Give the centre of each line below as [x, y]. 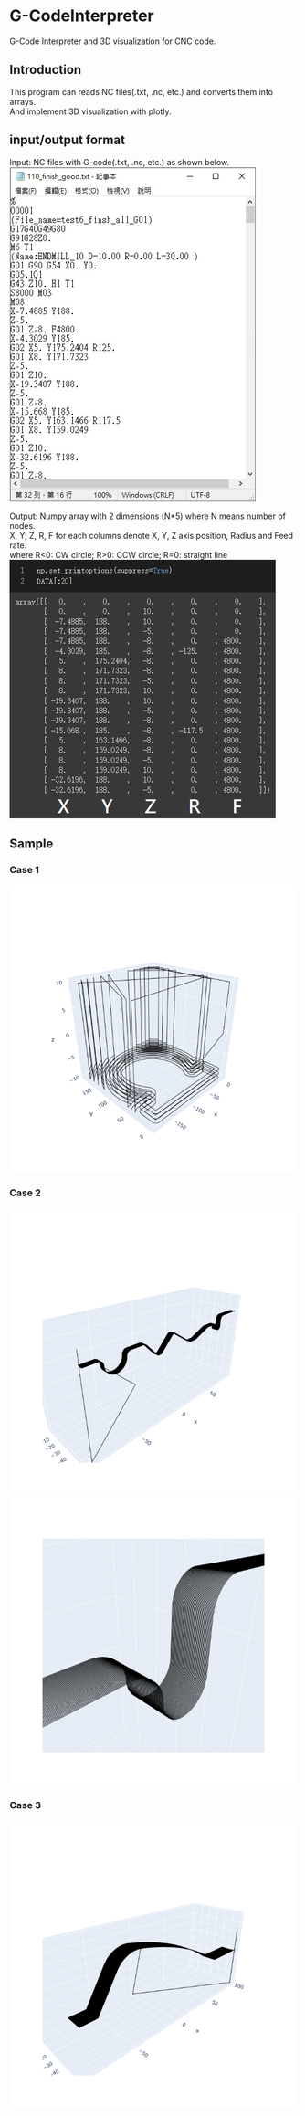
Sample [32, 843]
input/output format [68, 140]
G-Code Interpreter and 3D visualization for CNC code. [113, 41]
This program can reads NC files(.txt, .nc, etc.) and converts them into [142, 91]
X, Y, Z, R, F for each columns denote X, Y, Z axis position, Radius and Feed [152, 535]
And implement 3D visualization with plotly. [90, 111]
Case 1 [24, 869]
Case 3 [25, 1805]
